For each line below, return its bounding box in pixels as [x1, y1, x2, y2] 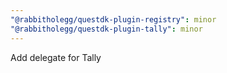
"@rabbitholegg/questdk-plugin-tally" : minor [10, 24, 203, 34]
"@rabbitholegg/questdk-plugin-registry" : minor [10, 14, 217, 25]
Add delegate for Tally [10, 51, 102, 63]
